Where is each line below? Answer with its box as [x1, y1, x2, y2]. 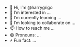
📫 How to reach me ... [9, 25, 55, 31]
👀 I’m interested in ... [9, 10, 51, 15]
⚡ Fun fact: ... [9, 37, 36, 43]
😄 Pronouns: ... [9, 32, 41, 38]
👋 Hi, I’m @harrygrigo [9, 5, 53, 10]
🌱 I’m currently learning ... [9, 15, 62, 20]
